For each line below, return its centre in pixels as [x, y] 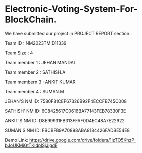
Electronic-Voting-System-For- [71, 9]
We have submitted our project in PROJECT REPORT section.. [69, 33]
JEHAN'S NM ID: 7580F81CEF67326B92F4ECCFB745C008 [66, 101]
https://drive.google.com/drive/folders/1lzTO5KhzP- [83, 140]
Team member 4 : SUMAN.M [35, 91]
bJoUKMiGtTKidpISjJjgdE [31, 145]
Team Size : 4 [19, 53]
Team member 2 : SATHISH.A [35, 72]
